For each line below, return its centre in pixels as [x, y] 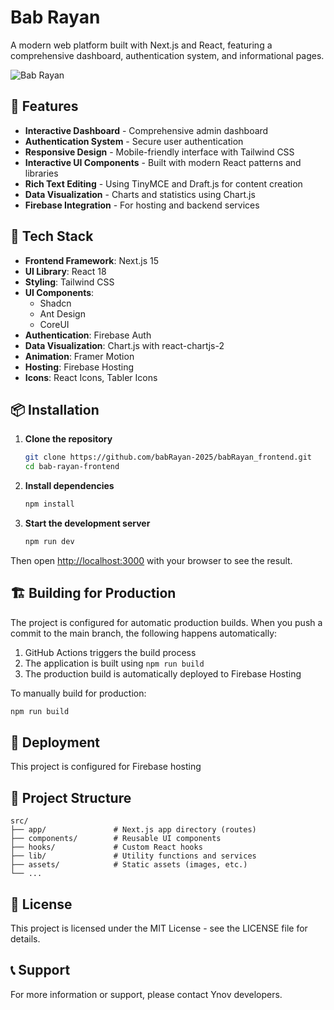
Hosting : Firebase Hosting [79, 367]
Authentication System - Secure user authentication [134, 141]
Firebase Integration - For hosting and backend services [142, 205]
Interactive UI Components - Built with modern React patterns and [163, 162]
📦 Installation [55, 409]
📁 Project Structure [71, 797]
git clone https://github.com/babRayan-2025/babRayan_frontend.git [168, 457]
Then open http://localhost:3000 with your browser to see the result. [151, 560]
